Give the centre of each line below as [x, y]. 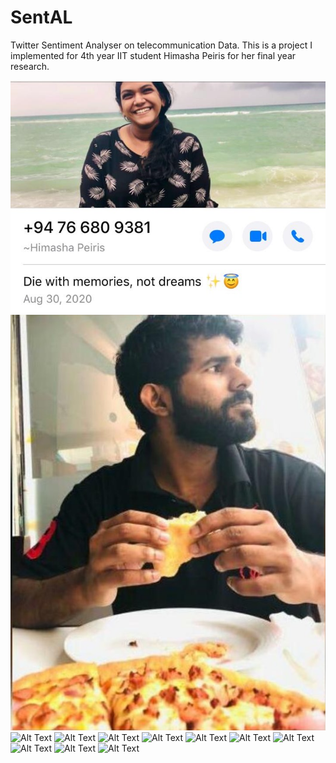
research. [30, 66]
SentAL [41, 17]
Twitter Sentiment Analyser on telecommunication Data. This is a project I [161, 45]
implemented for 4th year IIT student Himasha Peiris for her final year [153, 55]
